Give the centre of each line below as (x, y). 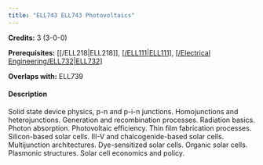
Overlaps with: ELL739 (46, 76)
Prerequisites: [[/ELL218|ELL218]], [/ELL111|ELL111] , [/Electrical (109, 52)
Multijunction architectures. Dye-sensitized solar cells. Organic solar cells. (128, 145)
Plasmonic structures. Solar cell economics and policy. (97, 152)
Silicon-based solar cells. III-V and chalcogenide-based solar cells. (116, 136)
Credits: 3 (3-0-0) (38, 38)
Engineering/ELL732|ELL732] (55, 61)
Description (28, 94)
